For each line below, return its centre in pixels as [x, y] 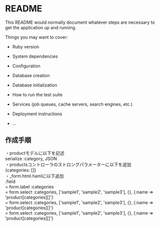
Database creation [31, 75]
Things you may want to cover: [37, 37]
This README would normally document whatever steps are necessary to [80, 22]
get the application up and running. [41, 27]
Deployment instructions [37, 114]
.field [10, 181]
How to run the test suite [37, 94]
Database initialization [35, 85]
